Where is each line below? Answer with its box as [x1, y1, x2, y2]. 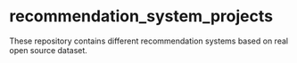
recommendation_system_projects [9, 6, 274, 27]
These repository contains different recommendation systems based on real [9, 35, 288, 46]
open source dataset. [9, 44, 87, 55]
